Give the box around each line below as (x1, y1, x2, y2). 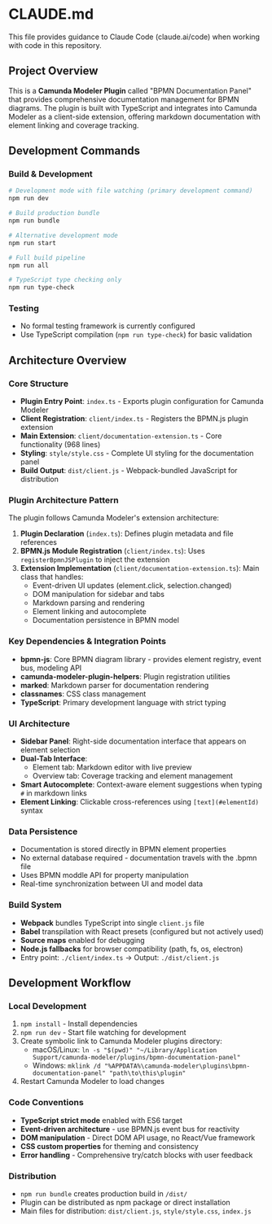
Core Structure (8, 378, 69, 389)
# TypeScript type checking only (8, 276, 122, 284)
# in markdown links (20, 788, 87, 798)
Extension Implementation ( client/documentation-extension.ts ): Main (20, 564, 260, 573)
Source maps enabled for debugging (20, 935, 145, 945)
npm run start (8, 239, 57, 247)
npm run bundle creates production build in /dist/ (20, 1188, 188, 1198)
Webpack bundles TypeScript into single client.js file (20, 918, 205, 928)
